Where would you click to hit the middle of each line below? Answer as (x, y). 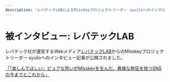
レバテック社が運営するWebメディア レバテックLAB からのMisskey (74, 51)
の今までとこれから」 (27, 74)
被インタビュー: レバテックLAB (70, 36)
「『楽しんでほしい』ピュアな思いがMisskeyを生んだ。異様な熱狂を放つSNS (83, 68)
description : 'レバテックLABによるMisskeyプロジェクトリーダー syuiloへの (78, 10)
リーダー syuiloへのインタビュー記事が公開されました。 (67, 57)
